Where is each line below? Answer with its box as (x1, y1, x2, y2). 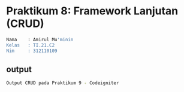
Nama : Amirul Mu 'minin (6, 36, 74, 42)
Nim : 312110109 (6, 48, 58, 54)
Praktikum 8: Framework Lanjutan (6, 4, 179, 18)
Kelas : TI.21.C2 (6, 42, 55, 48)
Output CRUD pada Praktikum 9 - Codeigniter (6, 80, 119, 86)
